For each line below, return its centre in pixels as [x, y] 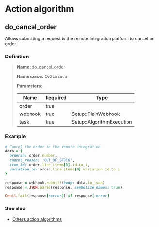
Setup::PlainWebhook [96, 114]
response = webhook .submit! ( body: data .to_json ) [55, 183]
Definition [17, 56]
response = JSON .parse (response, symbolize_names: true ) [64, 187]
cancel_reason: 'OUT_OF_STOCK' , [42, 160]
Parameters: [30, 86]
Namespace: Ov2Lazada [42, 76]
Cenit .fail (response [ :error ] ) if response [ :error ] [57, 196]
